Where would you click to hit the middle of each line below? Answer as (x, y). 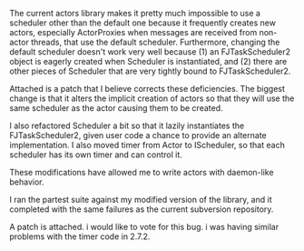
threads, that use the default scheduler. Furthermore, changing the (155, 42)
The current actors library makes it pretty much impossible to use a (135, 13)
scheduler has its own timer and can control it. (96, 155)
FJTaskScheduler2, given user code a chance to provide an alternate (138, 135)
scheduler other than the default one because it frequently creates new (143, 23)
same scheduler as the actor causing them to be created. (117, 108)
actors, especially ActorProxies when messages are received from (133, 32)
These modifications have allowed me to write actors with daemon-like (142, 172)
